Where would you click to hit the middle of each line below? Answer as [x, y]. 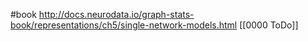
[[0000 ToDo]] [269, 25]
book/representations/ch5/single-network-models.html [124, 25]
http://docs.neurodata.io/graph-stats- [116, 14]
